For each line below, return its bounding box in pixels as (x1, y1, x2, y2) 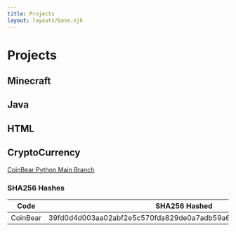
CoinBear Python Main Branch (7, 165, 95, 174)
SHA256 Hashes (7, 183, 65, 193)
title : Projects (7, 10, 55, 18)
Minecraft (7, 75, 51, 87)
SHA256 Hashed (155, 201, 213, 211)
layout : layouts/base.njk (7, 17, 83, 24)
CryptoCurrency (7, 147, 81, 159)
